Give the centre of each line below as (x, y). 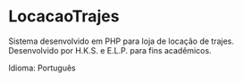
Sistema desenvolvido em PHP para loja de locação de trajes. (121, 41)
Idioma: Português (42, 68)
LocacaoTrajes (64, 16)
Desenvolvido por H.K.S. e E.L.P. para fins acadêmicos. (110, 50)
